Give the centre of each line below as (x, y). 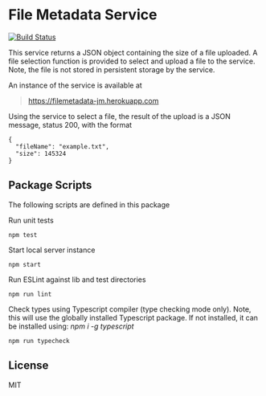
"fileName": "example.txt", (63, 146)
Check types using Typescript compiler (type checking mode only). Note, (130, 309)
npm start (25, 264)
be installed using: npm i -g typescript (71, 326)
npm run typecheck (39, 341)
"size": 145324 (41, 153)
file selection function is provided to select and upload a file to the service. (132, 61)
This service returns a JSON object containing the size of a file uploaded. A (133, 52)
